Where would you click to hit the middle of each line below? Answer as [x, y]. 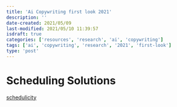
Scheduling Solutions [61, 80]
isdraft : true [24, 34]
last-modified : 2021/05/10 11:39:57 [52, 29]
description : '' [27, 17]
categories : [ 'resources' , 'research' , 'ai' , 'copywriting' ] [85, 40]
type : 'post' [23, 51]
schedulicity [21, 97]
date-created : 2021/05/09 [39, 23]
